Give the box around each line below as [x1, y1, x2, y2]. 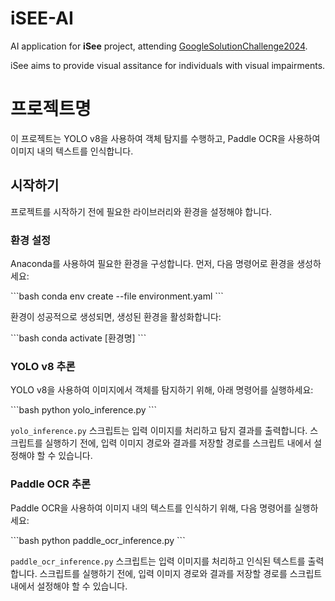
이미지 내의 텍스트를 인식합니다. [10, 145, 134, 157]
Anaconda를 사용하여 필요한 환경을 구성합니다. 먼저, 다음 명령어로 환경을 [10, 257, 295, 269]
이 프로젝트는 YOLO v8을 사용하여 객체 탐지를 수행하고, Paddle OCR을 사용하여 [10, 132, 321, 144]
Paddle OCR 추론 [10, 477, 91, 491]
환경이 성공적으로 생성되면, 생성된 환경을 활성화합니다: [10, 310, 222, 322]
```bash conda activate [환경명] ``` [10, 332, 147, 344]
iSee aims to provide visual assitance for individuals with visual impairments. [10, 59, 326, 71]
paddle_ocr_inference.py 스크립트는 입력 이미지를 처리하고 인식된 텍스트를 [10, 555, 306, 567]
